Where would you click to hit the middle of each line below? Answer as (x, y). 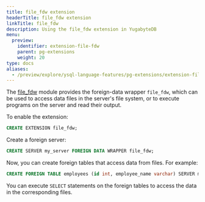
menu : (13, 35)
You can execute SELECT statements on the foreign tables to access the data (102, 185)
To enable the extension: (37, 117)
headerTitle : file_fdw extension (49, 18)
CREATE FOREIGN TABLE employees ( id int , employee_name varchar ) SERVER (101, 174)
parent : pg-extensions (46, 52)
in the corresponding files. (39, 192)
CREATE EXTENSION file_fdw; (42, 128)
